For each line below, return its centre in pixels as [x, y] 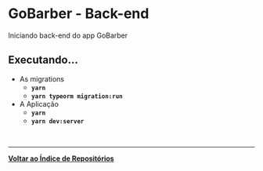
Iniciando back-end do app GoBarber [68, 35]
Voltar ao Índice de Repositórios [61, 158]
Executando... [43, 60]
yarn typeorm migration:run [77, 96]
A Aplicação [39, 104]
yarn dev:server [58, 121]
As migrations [42, 78]
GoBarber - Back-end [79, 14]
